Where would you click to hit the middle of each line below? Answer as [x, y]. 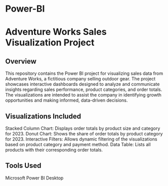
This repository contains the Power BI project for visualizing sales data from [84, 73]
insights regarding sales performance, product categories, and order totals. [84, 89]
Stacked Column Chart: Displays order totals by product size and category [83, 128]
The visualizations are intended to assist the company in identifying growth [83, 95]
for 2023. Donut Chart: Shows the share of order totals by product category [84, 134]
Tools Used [23, 166]
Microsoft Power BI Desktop [34, 178]
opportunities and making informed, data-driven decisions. [67, 100]
